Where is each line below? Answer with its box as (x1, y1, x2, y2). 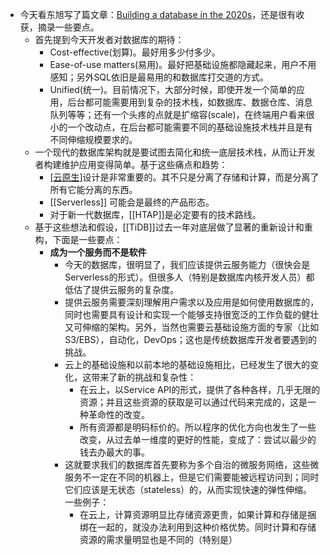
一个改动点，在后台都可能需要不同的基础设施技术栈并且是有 (67, 121, 313, 133)
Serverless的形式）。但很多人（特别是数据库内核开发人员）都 (64, 271, 315, 283)
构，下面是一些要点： (34, 234, 123, 245)
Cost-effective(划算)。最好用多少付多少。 (49, 46, 221, 58)
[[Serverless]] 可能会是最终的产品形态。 (49, 196, 215, 208)
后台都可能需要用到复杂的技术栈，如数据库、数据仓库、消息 (67, 96, 313, 108)
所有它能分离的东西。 (49, 184, 138, 195)
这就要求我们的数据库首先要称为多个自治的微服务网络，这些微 (64, 459, 320, 470)
